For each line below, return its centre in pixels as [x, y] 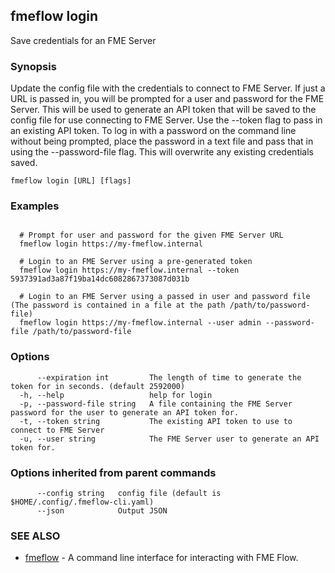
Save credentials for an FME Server [83, 40]
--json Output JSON [102, 511]
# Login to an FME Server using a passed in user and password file [165, 297]
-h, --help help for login [116, 395]
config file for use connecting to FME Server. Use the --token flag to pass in [166, 120]
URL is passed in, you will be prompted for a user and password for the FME [167, 99]
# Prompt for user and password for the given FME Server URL [151, 235]
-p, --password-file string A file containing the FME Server [156, 404]
